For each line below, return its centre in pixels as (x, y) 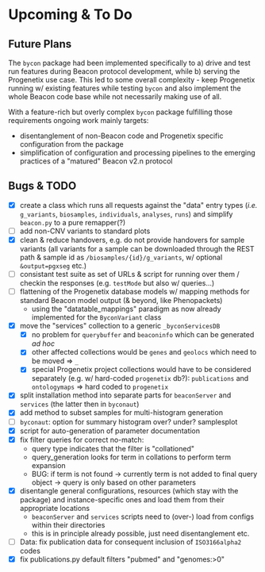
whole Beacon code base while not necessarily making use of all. (115, 96)
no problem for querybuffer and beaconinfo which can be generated (143, 335)
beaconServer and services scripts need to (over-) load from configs (143, 516)
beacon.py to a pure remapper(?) (73, 222)
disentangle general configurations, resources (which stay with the (129, 490)
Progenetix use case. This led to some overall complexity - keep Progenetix (132, 80)
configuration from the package (72, 144)
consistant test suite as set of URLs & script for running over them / (129, 274)
